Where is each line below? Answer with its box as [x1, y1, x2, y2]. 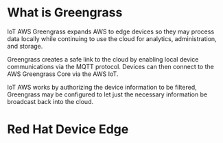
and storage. [7, 42, 43, 50]
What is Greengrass [7, 5, 123, 21]
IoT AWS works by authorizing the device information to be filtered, [7, 83, 197, 91]
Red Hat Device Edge [7, 122, 129, 138]
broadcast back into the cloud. [7, 97, 94, 105]
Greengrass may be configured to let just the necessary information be [7, 90, 208, 99]
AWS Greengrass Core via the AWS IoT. [7, 70, 119, 78]
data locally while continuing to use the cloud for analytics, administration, [7, 34, 218, 42]
